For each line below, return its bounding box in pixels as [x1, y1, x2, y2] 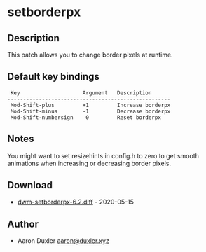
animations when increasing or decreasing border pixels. [7, 159, 172, 167]
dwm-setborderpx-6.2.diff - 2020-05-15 [17, 197, 135, 206]
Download [7, 179, 53, 191]
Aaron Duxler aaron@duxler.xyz [17, 237, 110, 245]
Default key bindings [7, 71, 100, 83]
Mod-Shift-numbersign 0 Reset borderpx [10, 113, 161, 121]
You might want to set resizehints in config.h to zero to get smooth [7, 151, 200, 160]
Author [7, 218, 39, 230]
